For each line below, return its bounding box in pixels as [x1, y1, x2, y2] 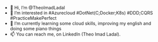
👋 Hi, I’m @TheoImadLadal [10, 5, 65, 10]
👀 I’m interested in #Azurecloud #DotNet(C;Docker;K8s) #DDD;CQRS [10, 10, 153, 16]
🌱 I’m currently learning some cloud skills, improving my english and [10, 20, 151, 26]
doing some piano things [10, 26, 62, 32]
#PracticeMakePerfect [10, 15, 57, 21]
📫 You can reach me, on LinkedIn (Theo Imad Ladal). [10, 31, 121, 37]
